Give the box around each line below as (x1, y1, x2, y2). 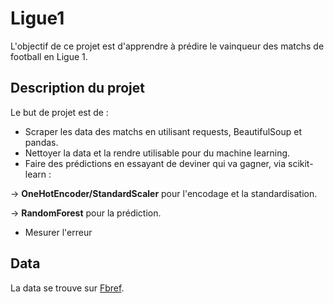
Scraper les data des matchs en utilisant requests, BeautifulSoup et (24, 125, 303, 137)
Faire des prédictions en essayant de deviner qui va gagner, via (24, 157, 287, 169)
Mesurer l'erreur (24, 226, 93, 238)
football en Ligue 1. (10, 50, 88, 62)
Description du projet (10, 80, 146, 97)
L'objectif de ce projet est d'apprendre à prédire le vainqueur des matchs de (10, 40, 325, 52)
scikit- (287, 157, 314, 169)
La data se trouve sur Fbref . (10, 282, 125, 294)
